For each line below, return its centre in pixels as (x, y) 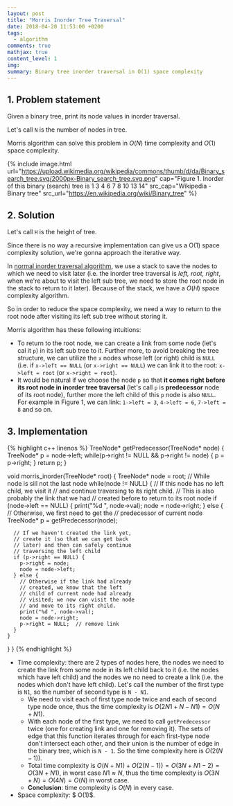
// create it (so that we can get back (71, 539)
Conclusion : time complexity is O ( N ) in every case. (101, 787)
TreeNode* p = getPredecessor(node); (62, 520)
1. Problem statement (54, 99)
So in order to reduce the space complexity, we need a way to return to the (114, 309)
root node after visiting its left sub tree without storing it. (87, 317)
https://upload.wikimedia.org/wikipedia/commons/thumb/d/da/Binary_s (123, 171)
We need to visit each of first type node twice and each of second (122, 699)
